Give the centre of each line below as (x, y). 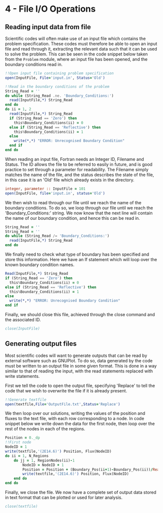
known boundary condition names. (40, 265)
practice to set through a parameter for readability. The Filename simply (77, 169)
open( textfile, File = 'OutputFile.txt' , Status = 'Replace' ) (63, 404)
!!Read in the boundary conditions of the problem (57, 87)
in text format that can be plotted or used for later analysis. (64, 497)
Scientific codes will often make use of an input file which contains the (75, 38)
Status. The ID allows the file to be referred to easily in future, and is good (79, 164)
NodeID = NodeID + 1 (43, 465)
